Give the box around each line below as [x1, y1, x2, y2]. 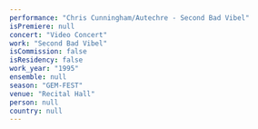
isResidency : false [9, 55, 84, 64]
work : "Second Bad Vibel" [9, 38, 107, 48]
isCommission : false [9, 47, 88, 56]
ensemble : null [9, 73, 67, 82]
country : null [9, 106, 64, 115]
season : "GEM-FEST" [9, 81, 84, 90]
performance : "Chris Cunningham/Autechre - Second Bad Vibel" [9, 13, 250, 23]
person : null [9, 97, 59, 107]
